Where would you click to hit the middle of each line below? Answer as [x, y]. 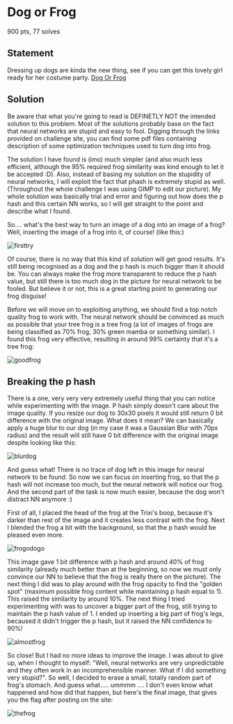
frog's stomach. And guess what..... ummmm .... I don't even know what [110, 685]
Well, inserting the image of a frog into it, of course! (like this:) [96, 232]
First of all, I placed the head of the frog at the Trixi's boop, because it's [110, 513]
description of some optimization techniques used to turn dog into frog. [110, 145]
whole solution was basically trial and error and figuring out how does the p [115, 196]
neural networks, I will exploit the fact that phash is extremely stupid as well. [116, 181]
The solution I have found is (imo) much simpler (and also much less [105, 159]
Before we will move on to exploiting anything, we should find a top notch [112, 309]
